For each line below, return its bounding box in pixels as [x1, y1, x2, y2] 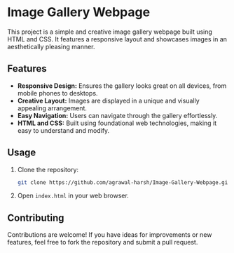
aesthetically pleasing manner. [7, 42, 96, 51]
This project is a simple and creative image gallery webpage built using [7, 27, 212, 36]
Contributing [7, 212, 64, 223]
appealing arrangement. [17, 103, 88, 112]
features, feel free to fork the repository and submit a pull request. [7, 238, 198, 247]
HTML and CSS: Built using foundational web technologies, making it [17, 119, 217, 127]
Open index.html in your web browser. [17, 191, 130, 200]
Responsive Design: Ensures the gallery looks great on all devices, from [17, 82, 227, 90]
